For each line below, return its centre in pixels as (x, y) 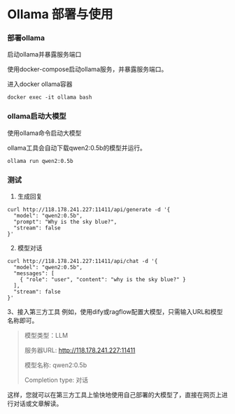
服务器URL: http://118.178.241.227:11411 (80, 350)
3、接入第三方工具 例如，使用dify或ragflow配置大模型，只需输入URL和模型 (115, 312)
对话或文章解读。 (38, 404)
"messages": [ (34, 273)
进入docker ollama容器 (40, 84)
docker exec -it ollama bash (50, 98)
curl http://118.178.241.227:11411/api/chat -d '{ (83, 262)
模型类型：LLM (46, 336)
